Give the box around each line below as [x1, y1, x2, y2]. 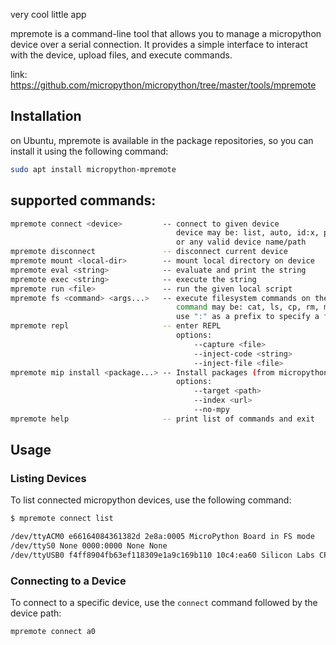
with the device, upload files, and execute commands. [10, 49, 233, 61]
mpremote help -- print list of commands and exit [10, 414, 315, 424]
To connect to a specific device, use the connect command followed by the [10, 597, 318, 609]
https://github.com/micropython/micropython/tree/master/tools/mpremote [10, 79, 317, 91]
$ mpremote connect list [10, 514, 114, 524]
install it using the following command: [10, 145, 169, 157]
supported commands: [10, 192, 157, 209]
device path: [10, 607, 62, 619]
